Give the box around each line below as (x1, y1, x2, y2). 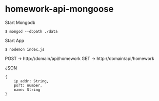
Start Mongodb (5, 20, 36, 25)
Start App (5, 38, 24, 43)
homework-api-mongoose (5, 3, 114, 15)
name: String (14, 87, 40, 92)
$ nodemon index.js (5, 47, 45, 52)
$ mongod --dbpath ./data (5, 29, 58, 34)
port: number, (14, 83, 42, 88)
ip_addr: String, (14, 79, 49, 83)
